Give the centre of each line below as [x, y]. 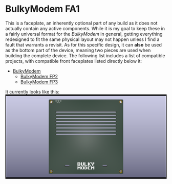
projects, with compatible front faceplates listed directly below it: [74, 61]
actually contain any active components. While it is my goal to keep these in [85, 28]
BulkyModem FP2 [39, 76]
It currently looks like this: [33, 91]
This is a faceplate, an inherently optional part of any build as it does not [81, 23]
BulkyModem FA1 [43, 9]
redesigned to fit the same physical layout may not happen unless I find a [82, 39]
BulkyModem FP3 [39, 82]
